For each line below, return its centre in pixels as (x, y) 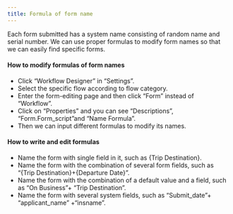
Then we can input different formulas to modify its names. (102, 126)
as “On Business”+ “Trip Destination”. (72, 188)
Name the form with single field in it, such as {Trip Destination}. (110, 158)
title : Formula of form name (50, 14)
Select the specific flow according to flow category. (92, 88)
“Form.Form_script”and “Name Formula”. (77, 118)
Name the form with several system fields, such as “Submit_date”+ (114, 196)
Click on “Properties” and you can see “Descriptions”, (96, 111)
